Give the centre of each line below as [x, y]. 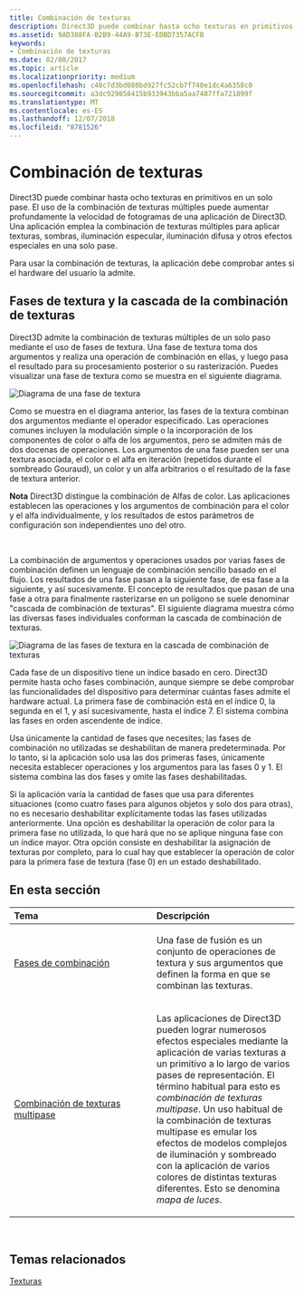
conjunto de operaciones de [216, 951]
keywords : [28, 43]
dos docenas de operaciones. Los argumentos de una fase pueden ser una [149, 449]
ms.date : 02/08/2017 [48, 60]
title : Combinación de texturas [70, 18]
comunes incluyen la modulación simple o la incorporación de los [131, 430]
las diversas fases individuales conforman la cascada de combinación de [146, 618]
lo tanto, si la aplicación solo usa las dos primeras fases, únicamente [137, 757]
